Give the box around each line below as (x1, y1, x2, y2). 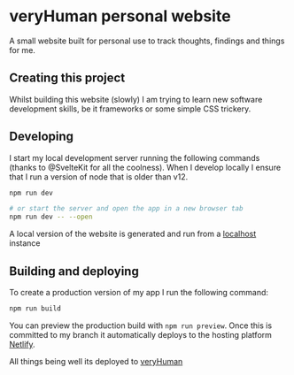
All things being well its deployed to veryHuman (9, 356, 183, 366)
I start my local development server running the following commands (9, 152, 260, 163)
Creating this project (9, 71, 126, 86)
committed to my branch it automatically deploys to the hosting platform (9, 329, 273, 340)
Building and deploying (9, 264, 139, 279)
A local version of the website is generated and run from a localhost (9, 228, 257, 240)
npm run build (9, 304, 62, 313)
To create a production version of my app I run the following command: (9, 287, 268, 297)
